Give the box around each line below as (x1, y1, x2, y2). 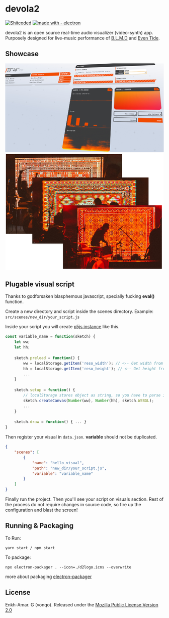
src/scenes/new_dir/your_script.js (5, 315, 80, 320)
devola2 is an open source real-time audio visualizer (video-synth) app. (5, 29, 153, 35)
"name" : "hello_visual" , (32, 460, 84, 465)
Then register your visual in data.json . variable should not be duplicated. (5, 434, 157, 440)
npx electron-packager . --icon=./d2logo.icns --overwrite (5, 564, 132, 569)
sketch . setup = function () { (14, 387, 75, 392)
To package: (5, 554, 31, 560)
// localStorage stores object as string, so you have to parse (23, 393, 161, 398)
